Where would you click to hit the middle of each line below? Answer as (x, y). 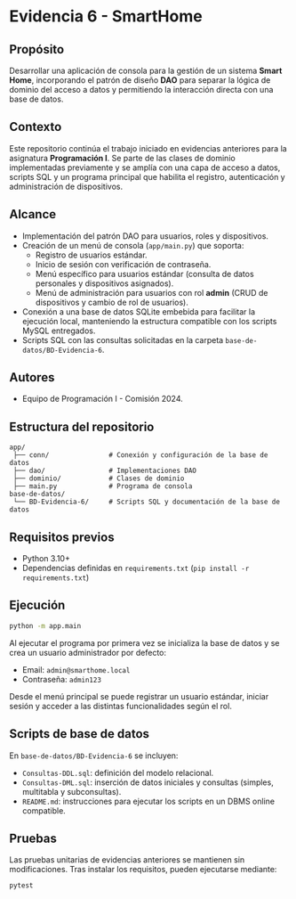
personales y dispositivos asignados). (104, 283)
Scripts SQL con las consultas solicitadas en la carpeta (123, 339)
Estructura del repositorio (82, 426)
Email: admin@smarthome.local (76, 669)
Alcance (33, 214)
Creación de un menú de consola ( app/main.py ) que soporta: (133, 245)
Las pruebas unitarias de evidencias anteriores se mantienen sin (127, 860)
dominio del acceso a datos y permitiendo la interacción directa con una (141, 90)
